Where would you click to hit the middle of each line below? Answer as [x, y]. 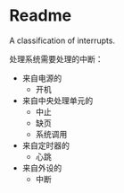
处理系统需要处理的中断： [56, 58]
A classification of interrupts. [62, 40]
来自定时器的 [45, 145]
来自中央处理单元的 [58, 101]
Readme [41, 16]
